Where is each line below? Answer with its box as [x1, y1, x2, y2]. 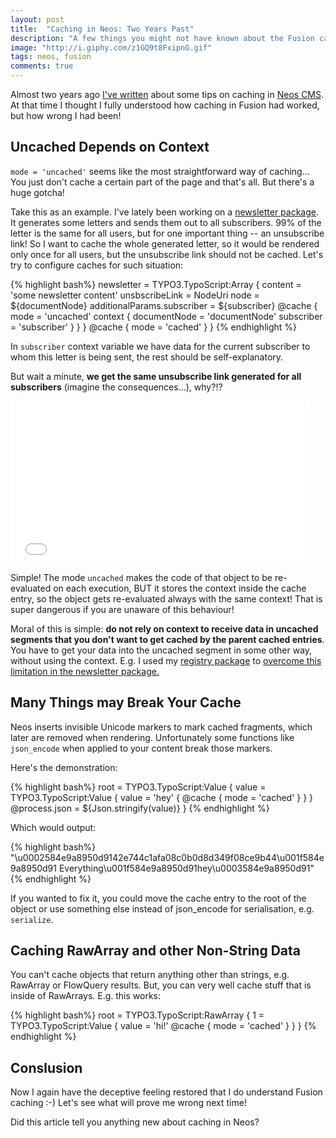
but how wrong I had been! [10, 110, 122, 121]
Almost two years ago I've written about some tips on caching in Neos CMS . [10, 89, 325, 100]
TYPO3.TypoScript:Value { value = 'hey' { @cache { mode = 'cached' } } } [10, 791, 314, 803]
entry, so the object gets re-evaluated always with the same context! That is [10, 592, 323, 605]
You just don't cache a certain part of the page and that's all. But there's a [10, 176, 315, 188]
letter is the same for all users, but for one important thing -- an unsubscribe [10, 227, 325, 239]
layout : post [10, 14, 65, 25]
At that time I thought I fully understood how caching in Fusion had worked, [10, 99, 320, 111]
